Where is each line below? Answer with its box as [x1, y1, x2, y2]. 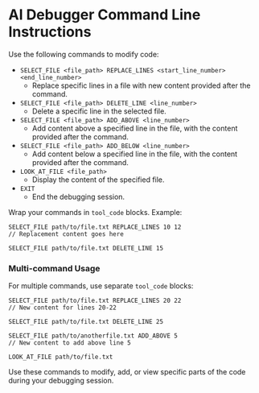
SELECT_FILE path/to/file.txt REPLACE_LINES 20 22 [8, 296, 182, 305]
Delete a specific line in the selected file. [31, 106, 166, 116]
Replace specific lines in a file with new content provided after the [31, 81, 251, 90]
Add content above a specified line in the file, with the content [31, 123, 238, 133]
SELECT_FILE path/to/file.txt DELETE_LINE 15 [8, 244, 163, 252]
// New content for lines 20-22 [8, 304, 117, 312]
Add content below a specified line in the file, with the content [31, 149, 238, 159]
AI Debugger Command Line [8, 6, 201, 24]
